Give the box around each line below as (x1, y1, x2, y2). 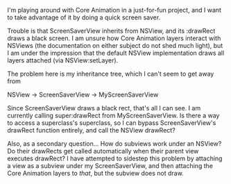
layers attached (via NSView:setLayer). (7, 56, 119, 65)
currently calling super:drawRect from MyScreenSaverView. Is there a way (7, 111, 220, 119)
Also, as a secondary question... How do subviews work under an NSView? (7, 140, 222, 148)
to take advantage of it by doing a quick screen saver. (7, 13, 161, 22)
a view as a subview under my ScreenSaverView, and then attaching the (7, 162, 214, 169)
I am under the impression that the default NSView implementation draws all (7, 49, 225, 57)
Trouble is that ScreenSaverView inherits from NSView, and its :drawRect (7, 27, 216, 35)
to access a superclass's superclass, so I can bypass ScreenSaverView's (7, 119, 216, 127)
